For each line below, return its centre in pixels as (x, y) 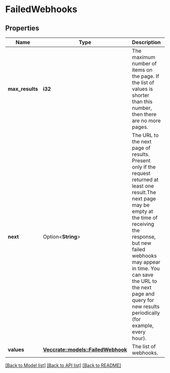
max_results (23, 89)
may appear (146, 262)
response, (144, 237)
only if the (144, 167)
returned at (145, 180)
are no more (146, 121)
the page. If (145, 76)
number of (144, 63)
